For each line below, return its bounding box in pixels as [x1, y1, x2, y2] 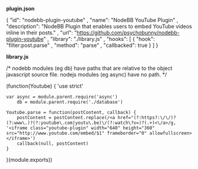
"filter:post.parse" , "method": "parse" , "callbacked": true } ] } [6, 42, 158, 49]
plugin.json [6, 5, 35, 12]
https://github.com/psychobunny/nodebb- [76, 29, 180, 36]
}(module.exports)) [6, 157, 53, 163]
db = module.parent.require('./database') [17, 99, 123, 105]
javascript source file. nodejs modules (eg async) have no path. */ [6, 71, 167, 78]
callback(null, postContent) [17, 141, 89, 146]
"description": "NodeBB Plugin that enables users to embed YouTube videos [6, 23, 193, 30]
